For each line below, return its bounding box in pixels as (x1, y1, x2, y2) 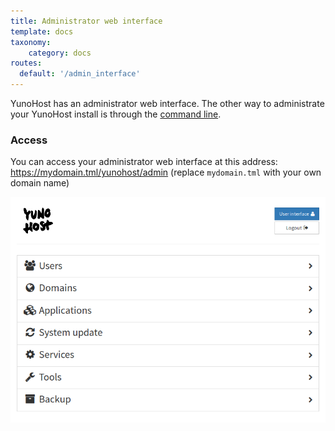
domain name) (10, 177, 70, 189)
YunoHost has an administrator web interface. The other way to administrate (10, 98, 325, 109)
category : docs (28, 48, 92, 58)
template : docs (10, 26, 74, 37)
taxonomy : (10, 37, 52, 47)
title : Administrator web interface (10, 16, 163, 26)
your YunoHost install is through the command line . (10, 108, 222, 120)
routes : (10, 58, 43, 69)
